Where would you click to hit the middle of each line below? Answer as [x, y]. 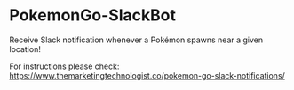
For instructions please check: [64, 66]
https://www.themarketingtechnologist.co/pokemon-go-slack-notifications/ [147, 75]
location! [25, 49]
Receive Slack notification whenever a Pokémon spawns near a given [136, 40]
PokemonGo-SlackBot [92, 15]
